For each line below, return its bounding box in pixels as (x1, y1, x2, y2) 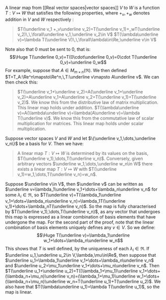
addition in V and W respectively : (5, 16, 74, 22)
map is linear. (5, 289, 32, 295)
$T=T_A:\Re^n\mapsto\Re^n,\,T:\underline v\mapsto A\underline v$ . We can (5, 74, 160, 79)
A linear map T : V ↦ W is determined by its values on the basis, (17, 150, 149, 156)
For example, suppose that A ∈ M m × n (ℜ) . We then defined (5, 67, 127, 75)
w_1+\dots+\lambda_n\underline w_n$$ (43, 237, 123, 243)
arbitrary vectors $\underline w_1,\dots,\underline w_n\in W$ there (17, 160, 153, 166)
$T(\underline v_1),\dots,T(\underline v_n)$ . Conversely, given (17, 155, 143, 161)
